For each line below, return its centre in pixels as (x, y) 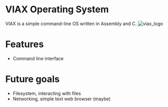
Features (25, 44)
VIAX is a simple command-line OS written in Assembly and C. (71, 24)
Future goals (33, 79)
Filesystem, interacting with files (47, 93)
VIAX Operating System (57, 9)
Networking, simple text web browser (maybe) (62, 99)
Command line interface (38, 58)
